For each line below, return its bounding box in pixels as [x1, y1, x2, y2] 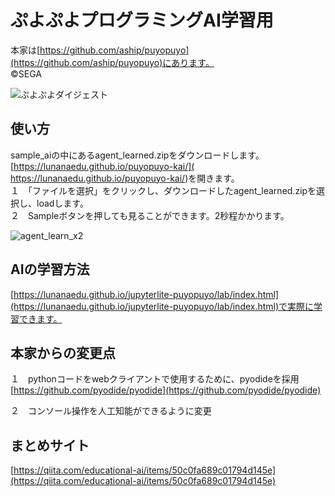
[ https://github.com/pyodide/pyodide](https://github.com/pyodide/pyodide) [10, 384, 322, 396]
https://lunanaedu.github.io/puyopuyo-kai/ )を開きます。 [10, 172, 240, 184]
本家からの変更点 [10, 344, 116, 361]
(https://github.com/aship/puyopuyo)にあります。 [10, 56, 215, 68]
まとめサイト [10, 437, 90, 454]
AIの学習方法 [10, 261, 90, 278]
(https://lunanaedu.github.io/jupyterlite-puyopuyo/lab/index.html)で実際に [10, 300, 315, 312]
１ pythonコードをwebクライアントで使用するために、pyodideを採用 [10, 373, 300, 385]
